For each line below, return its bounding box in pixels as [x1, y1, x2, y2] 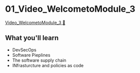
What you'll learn [5, 34, 59, 42]
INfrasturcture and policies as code [12, 62, 84, 68]
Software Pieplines [12, 52, 51, 58]
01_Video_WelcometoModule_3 [5, 3, 136, 15]
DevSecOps [12, 47, 37, 52]
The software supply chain [12, 57, 66, 63]
